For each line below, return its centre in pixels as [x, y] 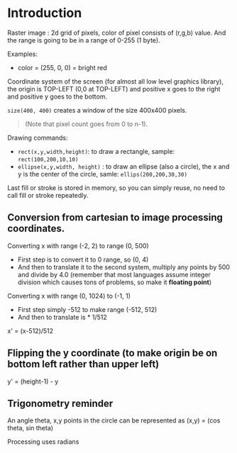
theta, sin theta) [31, 428]
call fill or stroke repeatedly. [48, 195]
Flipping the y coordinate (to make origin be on [112, 353]
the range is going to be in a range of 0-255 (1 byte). [84, 40]
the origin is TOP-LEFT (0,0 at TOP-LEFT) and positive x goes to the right [114, 89]
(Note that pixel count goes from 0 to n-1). [86, 124]
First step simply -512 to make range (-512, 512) [87, 309]
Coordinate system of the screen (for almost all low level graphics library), [116, 81]
